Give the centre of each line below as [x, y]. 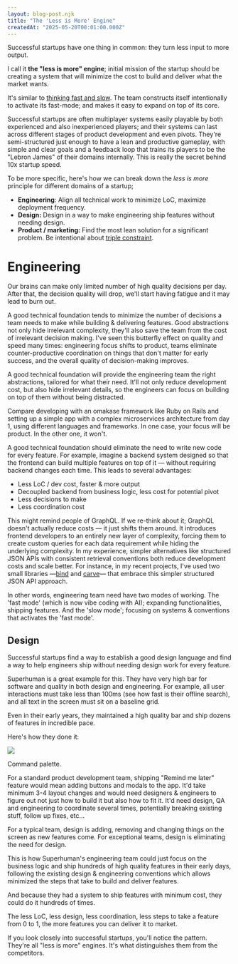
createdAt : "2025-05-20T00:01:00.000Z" [66, 27]
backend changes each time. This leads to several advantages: [99, 471]
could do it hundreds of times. [52, 903]
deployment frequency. [52, 207]
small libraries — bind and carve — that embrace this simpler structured [111, 574]
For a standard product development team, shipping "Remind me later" [111, 778]
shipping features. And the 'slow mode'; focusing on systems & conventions [119, 610]
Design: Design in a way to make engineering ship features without [116, 215]
